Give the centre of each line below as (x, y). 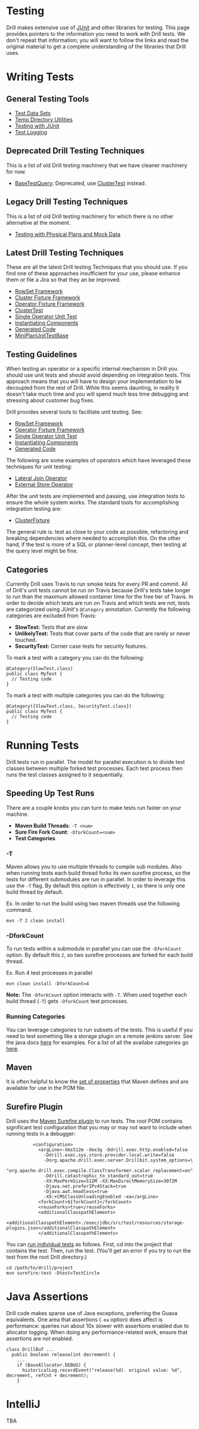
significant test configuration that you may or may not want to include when (99, 1127)
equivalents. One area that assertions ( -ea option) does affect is (84, 1320)
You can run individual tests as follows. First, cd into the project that (89, 1244)
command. (19, 910)
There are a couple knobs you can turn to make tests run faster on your (94, 807)
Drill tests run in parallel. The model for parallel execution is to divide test (96, 762)
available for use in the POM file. (46, 1088)
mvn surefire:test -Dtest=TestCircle (53, 1273)
